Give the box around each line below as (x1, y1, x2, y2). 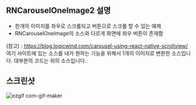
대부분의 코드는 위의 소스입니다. (14, 57, 87, 64)
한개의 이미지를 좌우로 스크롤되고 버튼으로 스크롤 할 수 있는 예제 (14, 22, 161, 29)
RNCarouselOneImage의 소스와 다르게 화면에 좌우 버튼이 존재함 (14, 29, 164, 37)
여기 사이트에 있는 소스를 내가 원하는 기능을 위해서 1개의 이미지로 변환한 (6, 50, 171, 57)
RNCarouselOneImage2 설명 (6, 5, 111, 16)
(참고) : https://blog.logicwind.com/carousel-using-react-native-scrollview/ (6, 42, 188, 49)
